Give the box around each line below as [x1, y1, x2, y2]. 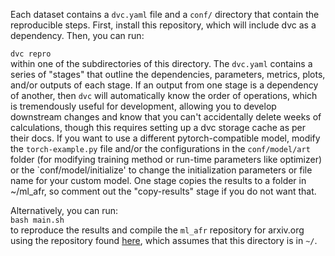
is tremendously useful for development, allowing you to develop [10, 100, 277, 112]
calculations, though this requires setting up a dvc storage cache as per [10, 122, 307, 133]
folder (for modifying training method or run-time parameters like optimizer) [10, 154, 323, 165]
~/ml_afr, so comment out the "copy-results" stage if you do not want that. [10, 185, 317, 197]
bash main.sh [10, 215, 65, 225]
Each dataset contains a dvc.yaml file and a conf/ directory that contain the [10, 9, 320, 20]
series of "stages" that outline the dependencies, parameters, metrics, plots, [10, 69, 326, 80]
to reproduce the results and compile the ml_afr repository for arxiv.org [10, 224, 305, 236]
